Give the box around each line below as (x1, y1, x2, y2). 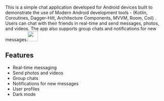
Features (5, 51, 34, 60)
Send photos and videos (12, 70, 64, 76)
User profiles (12, 85, 40, 92)
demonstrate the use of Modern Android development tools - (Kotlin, (5, 10, 148, 16)
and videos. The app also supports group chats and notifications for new (5, 26, 156, 32)
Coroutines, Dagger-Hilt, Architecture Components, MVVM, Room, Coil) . (5, 15, 156, 21)
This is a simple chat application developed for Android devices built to (5, 5, 153, 10)
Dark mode (12, 91, 36, 97)
